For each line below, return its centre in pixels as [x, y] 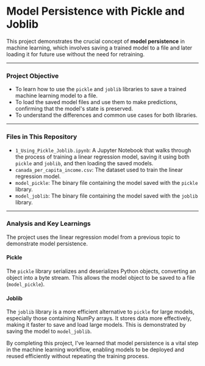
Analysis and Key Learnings [49, 223]
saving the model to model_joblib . [49, 331]
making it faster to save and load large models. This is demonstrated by [96, 325]
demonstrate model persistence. [47, 244]
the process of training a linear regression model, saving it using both [103, 157]
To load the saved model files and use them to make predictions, [96, 102]
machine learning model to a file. [56, 95]
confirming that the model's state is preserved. [74, 109]
